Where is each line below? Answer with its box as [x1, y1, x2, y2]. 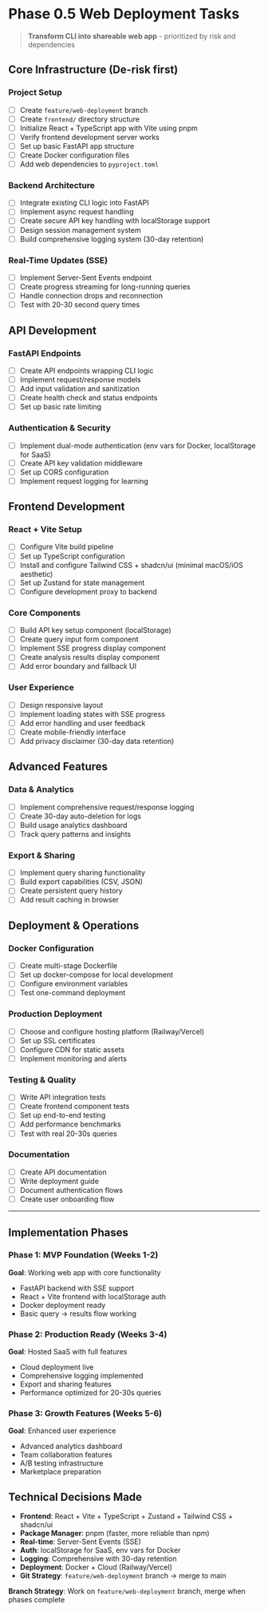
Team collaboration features [19, 1450, 113, 1460]
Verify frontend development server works [19, 132, 160, 142]
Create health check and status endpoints [19, 393, 158, 402]
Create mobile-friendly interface [19, 727, 126, 737]
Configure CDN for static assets [19, 1045, 125, 1054]
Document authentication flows [19, 1185, 124, 1194]
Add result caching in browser [19, 895, 120, 905]
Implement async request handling [19, 207, 134, 217]
